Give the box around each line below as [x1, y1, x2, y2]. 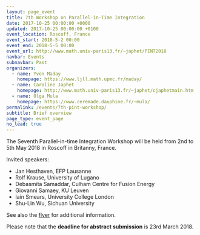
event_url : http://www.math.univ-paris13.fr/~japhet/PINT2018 [6, 48, 167, 54]
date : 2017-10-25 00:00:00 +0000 [6, 20, 91, 26]
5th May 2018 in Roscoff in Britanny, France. [6, 144, 117, 152]
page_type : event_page [6, 115, 64, 121]
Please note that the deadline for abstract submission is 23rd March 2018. [6, 223, 194, 230]
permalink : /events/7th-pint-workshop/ [6, 104, 107, 111]
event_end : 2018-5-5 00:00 [6, 43, 75, 49]
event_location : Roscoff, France [6, 31, 91, 37]
